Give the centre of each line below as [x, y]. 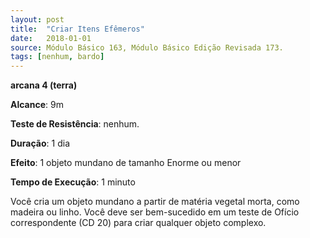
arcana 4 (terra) [44, 85]
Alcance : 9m [37, 105]
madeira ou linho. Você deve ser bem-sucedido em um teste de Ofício [155, 212]
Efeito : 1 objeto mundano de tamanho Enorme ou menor [126, 163]
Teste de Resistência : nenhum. [75, 124]
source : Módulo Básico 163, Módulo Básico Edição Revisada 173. [147, 47]
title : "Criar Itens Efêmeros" [77, 29]
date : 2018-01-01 [51, 38]
